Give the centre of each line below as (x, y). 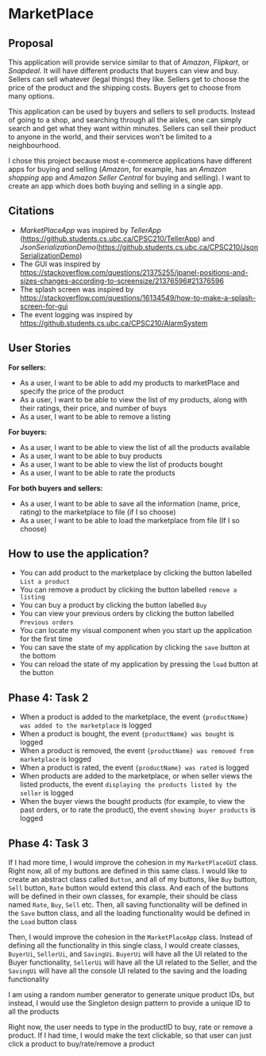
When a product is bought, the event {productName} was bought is (127, 734)
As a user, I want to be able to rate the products (98, 472)
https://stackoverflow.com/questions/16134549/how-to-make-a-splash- (138, 297)
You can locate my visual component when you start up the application (136, 631)
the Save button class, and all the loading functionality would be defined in (129, 913)
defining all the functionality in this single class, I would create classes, (124, 945)
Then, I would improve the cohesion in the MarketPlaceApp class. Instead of (131, 937)
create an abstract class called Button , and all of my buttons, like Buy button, (133, 879)
